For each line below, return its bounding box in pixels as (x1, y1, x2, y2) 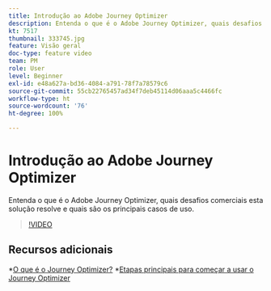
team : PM (8, 57, 38, 65)
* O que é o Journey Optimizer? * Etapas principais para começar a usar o (8, 264, 254, 274)
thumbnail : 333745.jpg (8, 34, 85, 43)
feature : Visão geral (8, 42, 82, 50)
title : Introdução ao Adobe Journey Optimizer (8, 11, 168, 20)
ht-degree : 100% (8, 110, 63, 118)
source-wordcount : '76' (8, 102, 89, 110)
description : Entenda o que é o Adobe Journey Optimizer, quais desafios (8, 19, 263, 27)
